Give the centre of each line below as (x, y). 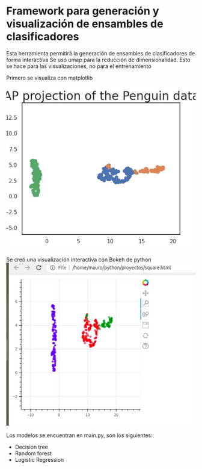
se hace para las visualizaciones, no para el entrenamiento (79, 66)
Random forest (33, 453)
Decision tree (31, 447)
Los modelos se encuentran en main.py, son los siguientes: (80, 435)
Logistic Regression (39, 459)
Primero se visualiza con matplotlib (50, 78)
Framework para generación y (83, 11)
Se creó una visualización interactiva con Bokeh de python (79, 259)
